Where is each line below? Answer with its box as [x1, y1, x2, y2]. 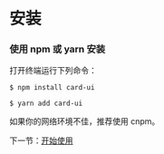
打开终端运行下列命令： [9, 65, 97, 76]
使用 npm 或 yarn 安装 [9, 43, 106, 55]
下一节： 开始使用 [9, 135, 73, 146]
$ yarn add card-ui [9, 99, 83, 109]
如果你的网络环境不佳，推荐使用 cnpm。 [9, 116, 160, 127]
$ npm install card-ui [9, 83, 95, 92]
